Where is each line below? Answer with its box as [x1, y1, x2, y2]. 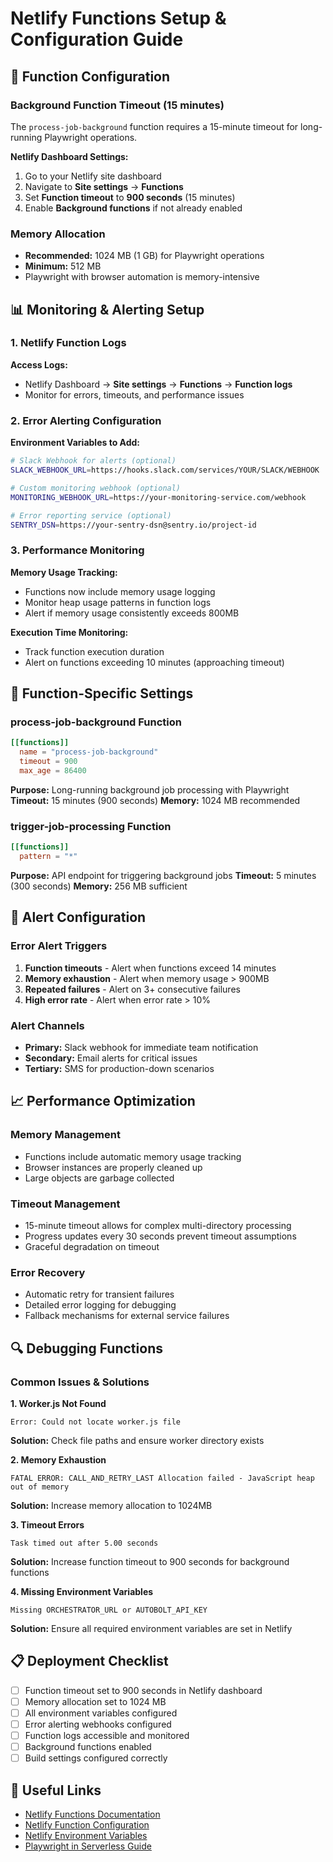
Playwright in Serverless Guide [24, 1840, 152, 1852]
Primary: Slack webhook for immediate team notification [24, 1041, 259, 1053]
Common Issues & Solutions [10, 1375, 150, 1389]
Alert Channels [10, 1018, 85, 1032]
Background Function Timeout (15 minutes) [10, 98, 225, 112]
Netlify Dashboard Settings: [10, 150, 129, 162]
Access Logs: [10, 358, 68, 371]
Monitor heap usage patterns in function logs [24, 596, 212, 608]
